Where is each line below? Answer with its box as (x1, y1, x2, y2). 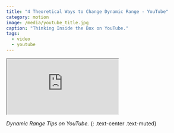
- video (11, 36, 31, 42)
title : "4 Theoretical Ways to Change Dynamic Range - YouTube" (6, 8, 169, 15)
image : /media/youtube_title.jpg (6, 20, 89, 25)
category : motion (6, 14, 49, 20)
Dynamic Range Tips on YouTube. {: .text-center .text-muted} (6, 119, 157, 127)
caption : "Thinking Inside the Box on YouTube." (6, 25, 129, 31)
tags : (6, 31, 20, 37)
